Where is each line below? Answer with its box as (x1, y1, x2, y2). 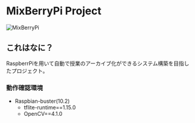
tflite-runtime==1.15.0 (23, 104, 76, 111)
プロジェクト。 (11, 67, 48, 74)
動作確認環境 (6, 84, 44, 92)
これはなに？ (6, 43, 54, 53)
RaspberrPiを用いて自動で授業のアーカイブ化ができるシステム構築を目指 (6, 60, 184, 67)
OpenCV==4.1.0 (23, 110, 63, 118)
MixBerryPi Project (6, 4, 101, 18)
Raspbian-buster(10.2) (14, 97, 70, 105)
